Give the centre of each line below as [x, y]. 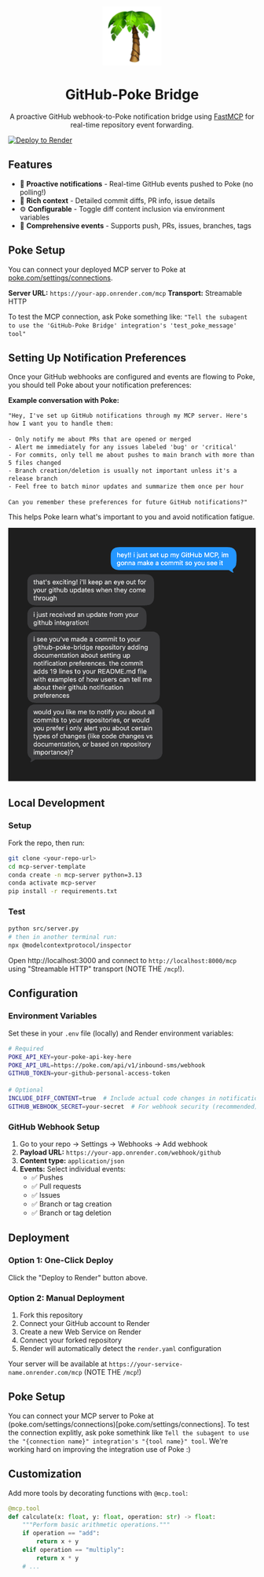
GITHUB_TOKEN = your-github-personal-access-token [89, 1073]
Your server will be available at [58, 1364]
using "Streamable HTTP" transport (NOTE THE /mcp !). [96, 969]
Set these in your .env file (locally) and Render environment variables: [121, 1033]
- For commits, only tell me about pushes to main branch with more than [132, 455]
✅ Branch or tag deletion [71, 1213]
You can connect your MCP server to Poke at [81, 1416]
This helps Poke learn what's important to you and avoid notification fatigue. [132, 517]
